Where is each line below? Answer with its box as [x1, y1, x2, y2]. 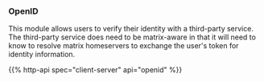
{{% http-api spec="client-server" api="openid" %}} [8, 65, 183, 75]
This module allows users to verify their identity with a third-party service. [8, 24, 254, 34]
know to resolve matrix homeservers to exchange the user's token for [8, 41, 239, 51]
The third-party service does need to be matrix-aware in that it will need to [8, 32, 256, 42]
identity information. [8, 50, 76, 59]
